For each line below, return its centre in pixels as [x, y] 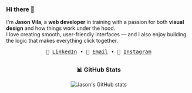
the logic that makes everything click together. [62, 41]
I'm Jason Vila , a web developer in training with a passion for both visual [95, 22]
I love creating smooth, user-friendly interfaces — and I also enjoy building [96, 35]
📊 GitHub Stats [99, 70]
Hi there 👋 [21, 9]
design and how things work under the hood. [61, 28]
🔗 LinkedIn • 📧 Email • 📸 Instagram [99, 52]
